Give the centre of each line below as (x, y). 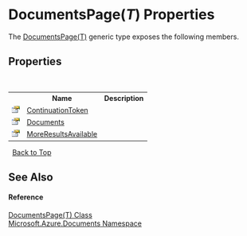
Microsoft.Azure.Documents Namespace (75, 223)
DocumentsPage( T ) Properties (112, 15)
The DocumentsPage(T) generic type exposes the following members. (123, 37)
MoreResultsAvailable (62, 134)
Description (124, 99)
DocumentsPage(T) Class (51, 215)
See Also (31, 177)
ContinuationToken (58, 110)
